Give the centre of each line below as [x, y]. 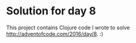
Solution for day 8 [51, 11]
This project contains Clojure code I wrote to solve [68, 27]
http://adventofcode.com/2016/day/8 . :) [55, 33]
